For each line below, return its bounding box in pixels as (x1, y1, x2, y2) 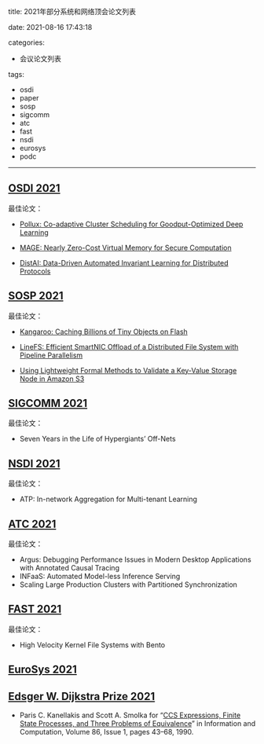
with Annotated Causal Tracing (19, 563, 120, 573)
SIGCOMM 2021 (8, 397, 88, 410)
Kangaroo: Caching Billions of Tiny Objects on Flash (19, 327, 189, 336)
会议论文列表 (19, 54, 61, 63)
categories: (8, 38, 45, 47)
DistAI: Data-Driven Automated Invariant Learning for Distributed (19, 258, 229, 267)
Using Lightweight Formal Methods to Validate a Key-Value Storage (19, 365, 237, 375)
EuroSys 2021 (8, 663, 77, 676)
